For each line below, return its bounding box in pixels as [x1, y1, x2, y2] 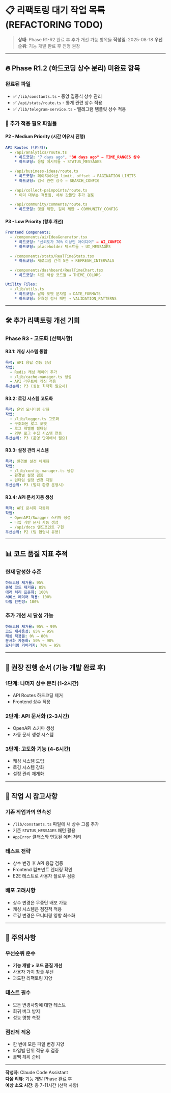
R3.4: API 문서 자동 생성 [5, 494, 53, 500]
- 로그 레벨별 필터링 [10, 426, 47, 431]
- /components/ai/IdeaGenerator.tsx [10, 235, 88, 240]
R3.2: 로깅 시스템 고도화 [5, 395, 53, 402]
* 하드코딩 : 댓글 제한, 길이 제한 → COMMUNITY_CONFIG [14, 207, 118, 212]
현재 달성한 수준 [5, 568, 42, 575]
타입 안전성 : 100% [5, 599, 39, 604]
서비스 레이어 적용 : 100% [5, 594, 52, 599]
